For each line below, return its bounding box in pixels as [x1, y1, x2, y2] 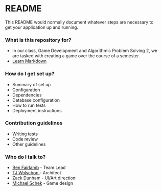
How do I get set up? [5, 71, 55, 77]
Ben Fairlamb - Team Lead [12, 165, 66, 170]
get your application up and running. [5, 24, 78, 30]
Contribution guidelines [5, 119, 63, 126]
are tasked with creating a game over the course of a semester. [12, 53, 140, 59]
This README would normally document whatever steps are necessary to [5, 19, 154, 25]
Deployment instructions [12, 107, 62, 113]
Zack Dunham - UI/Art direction [12, 175, 76, 181]
